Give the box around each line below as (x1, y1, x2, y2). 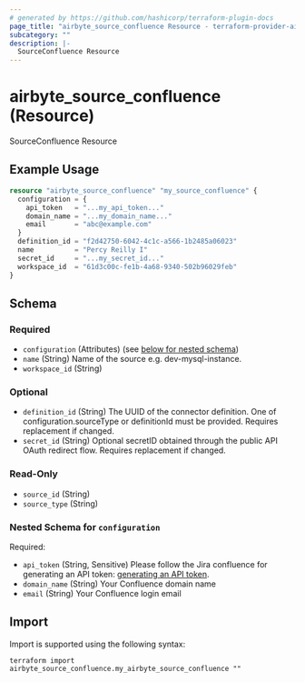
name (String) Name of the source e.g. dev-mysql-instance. (22, 354, 242, 365)
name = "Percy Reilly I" (17, 246, 148, 255)
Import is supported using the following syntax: (9, 638, 186, 649)
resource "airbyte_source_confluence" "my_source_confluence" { (9, 186, 258, 196)
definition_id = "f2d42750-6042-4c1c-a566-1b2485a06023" (17, 237, 238, 246)
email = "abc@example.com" (25, 220, 152, 229)
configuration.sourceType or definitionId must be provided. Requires (22, 416, 279, 427)
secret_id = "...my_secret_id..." (17, 254, 165, 263)
